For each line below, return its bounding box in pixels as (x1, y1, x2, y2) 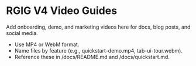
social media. (6, 29, 38, 36)
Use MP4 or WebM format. (14, 41, 80, 48)
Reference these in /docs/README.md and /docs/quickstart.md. (14, 53, 170, 60)
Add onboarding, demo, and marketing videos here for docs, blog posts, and (6, 23, 191, 30)
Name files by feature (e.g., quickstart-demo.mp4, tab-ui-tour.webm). (14, 47, 183, 54)
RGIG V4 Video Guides (6, 4, 118, 18)
